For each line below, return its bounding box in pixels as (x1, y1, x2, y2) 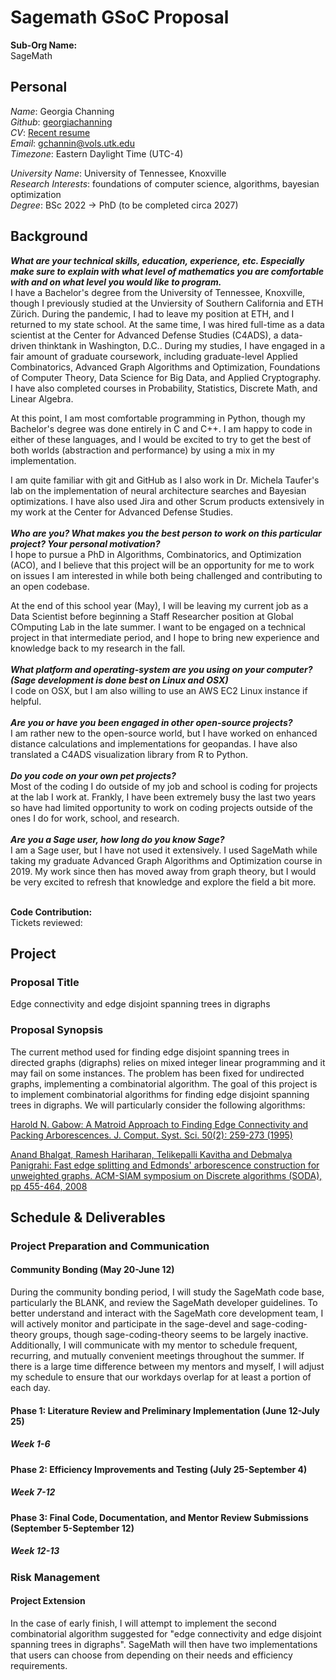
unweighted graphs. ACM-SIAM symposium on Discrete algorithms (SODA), (10, 1169, 323, 1181)
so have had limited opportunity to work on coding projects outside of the (10, 801, 313, 813)
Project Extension (10, 1595, 86, 1607)
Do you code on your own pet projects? (10, 769, 177, 781)
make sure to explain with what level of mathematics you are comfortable (10, 265, 325, 277)
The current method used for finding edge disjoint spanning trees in (10, 1046, 290, 1058)
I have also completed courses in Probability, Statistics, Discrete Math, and (10, 382, 318, 394)
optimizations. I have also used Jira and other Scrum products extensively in (10, 495, 325, 507)
